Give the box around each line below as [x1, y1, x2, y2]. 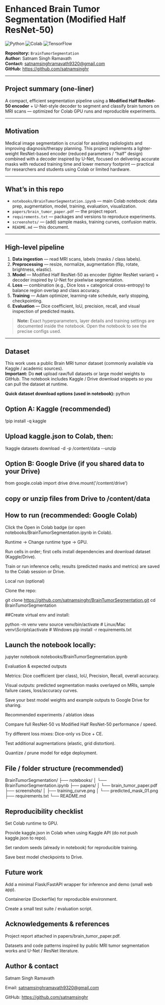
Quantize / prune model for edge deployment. [5, 750, 98, 756]
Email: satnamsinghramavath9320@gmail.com [5, 984, 99, 990]
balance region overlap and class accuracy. [12, 288, 101, 294]
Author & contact [5, 962, 59, 971]
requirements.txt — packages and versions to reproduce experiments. [12, 214, 156, 220]
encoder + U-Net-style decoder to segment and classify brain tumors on [11, 103, 160, 109]
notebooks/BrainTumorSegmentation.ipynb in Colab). [5, 530, 112, 535]
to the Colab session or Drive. [5, 568, 65, 574]
